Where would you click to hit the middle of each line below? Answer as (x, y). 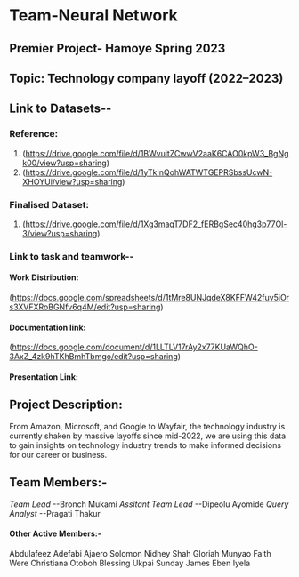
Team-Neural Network (93, 16)
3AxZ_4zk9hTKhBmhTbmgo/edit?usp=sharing (93, 357)
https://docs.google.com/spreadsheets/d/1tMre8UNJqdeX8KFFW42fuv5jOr (151, 298)
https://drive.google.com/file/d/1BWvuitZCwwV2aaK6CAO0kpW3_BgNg (157, 153)
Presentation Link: (44, 377)
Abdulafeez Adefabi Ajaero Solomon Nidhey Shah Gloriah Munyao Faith (140, 553)
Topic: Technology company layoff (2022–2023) (146, 78)
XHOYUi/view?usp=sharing (72, 181)
